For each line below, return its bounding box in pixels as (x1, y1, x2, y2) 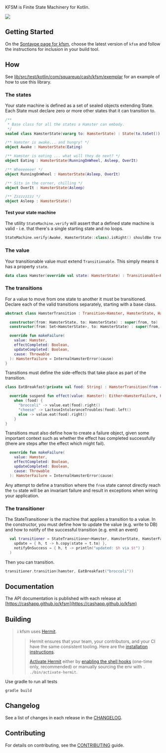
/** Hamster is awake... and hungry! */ (5, 140, 90, 145)
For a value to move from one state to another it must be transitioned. (5, 296, 147, 302)
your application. (5, 492, 40, 499)
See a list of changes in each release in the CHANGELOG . (5, 714, 123, 720)
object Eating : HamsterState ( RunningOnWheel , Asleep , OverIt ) (5, 158, 138, 163)
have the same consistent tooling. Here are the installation (29, 644, 148, 650)
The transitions (5, 284, 43, 291)
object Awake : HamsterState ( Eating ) (5, 144, 83, 150)
